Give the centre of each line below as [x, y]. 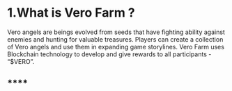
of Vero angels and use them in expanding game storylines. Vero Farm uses [116, 47]
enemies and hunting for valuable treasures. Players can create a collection [115, 39]
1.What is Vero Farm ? [71, 13]
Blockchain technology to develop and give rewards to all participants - [109, 54]
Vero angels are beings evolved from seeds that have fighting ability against [116, 32]
